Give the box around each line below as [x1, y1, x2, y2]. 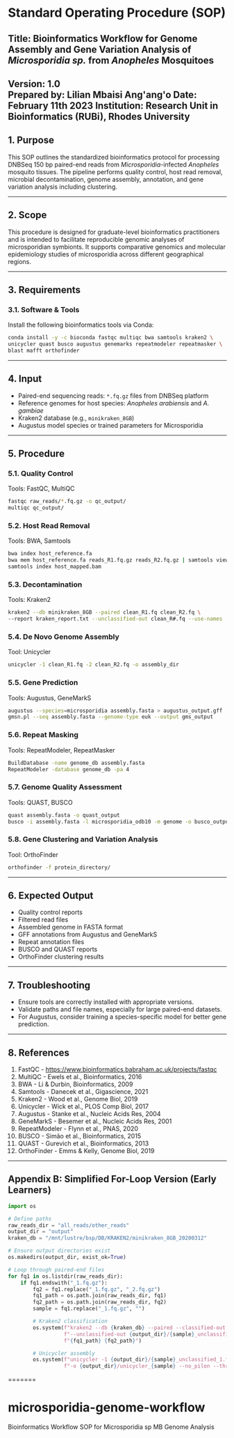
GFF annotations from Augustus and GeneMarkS [17, 930, 158, 938]
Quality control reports [17, 908, 83, 917]
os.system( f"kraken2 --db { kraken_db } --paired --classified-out [33, 1324, 226, 1331]
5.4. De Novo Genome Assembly [8, 632, 120, 642]
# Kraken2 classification [33, 1318, 108, 1325]
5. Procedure [8, 448, 65, 460]
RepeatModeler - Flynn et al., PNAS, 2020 [17, 1124, 138, 1133]
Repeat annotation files [17, 938, 85, 946]
